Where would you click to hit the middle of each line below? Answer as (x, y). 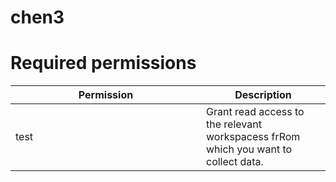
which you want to (249, 149)
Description (263, 95)
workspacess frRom (253, 137)
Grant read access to (255, 112)
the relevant (234, 124)
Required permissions (103, 63)
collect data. (235, 162)
